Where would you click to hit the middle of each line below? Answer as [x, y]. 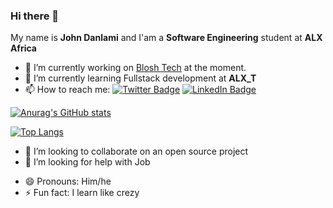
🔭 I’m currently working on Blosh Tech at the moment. [135, 68]
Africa [23, 48]
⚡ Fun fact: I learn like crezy [82, 193]
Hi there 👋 [35, 16]
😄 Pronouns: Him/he [68, 181]
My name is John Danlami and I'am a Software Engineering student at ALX [166, 38]
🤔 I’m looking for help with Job [87, 162]
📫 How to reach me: [67, 90]
